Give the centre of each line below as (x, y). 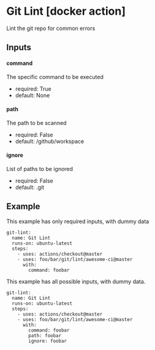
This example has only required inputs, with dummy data (78, 221)
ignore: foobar (48, 341)
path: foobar (45, 335)
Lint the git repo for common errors (51, 28)
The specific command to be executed (55, 77)
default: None (32, 95)
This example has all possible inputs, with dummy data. (76, 281)
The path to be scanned (36, 123)
